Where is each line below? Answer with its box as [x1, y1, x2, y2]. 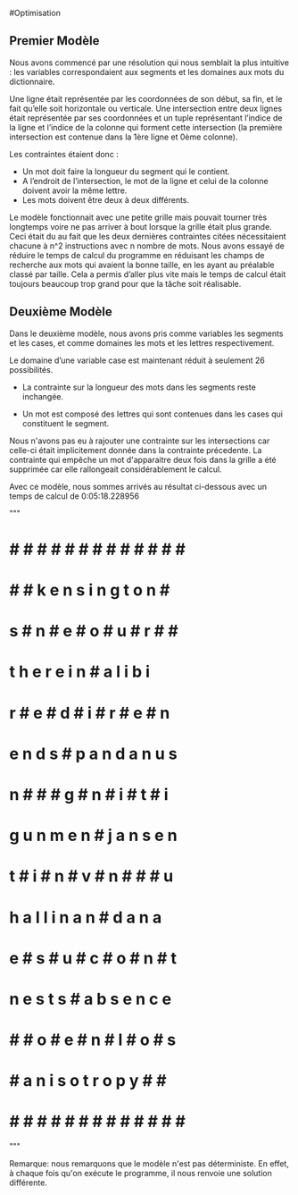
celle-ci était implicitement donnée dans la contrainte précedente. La [9, 444, 262, 455]
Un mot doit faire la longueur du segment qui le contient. [21, 165, 230, 177]
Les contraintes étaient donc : [9, 148, 119, 159]
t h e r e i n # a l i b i [9, 661, 150, 682]
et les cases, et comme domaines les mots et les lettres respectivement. [9, 337, 275, 348]
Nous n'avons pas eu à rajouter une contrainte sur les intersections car [9, 435, 270, 446]
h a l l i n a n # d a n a [9, 907, 162, 928]
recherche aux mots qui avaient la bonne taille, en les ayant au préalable [9, 259, 275, 270]
